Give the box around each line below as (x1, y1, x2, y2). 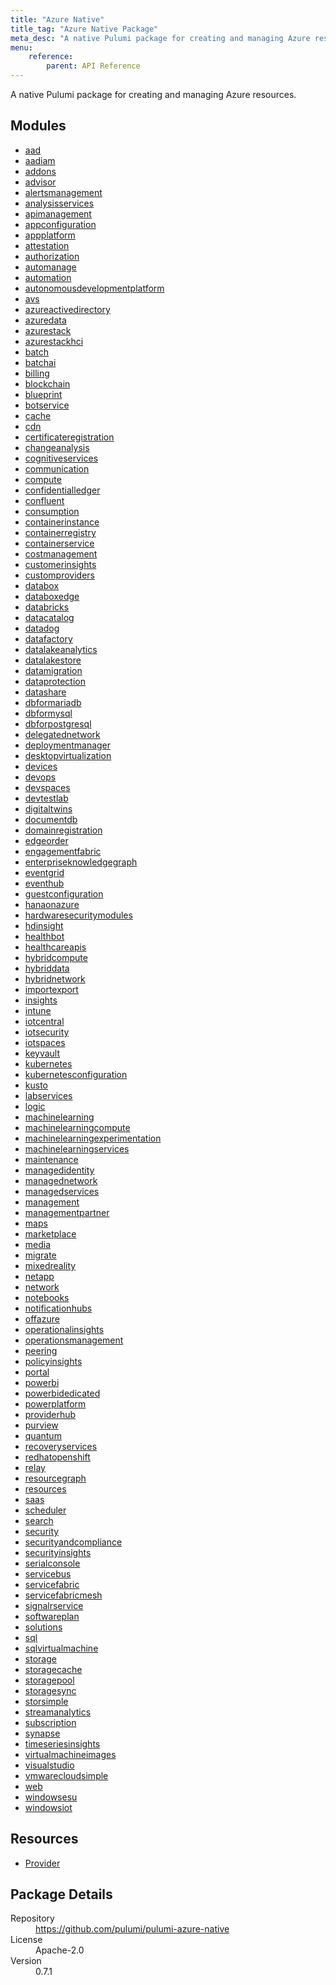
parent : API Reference (46, 61, 141, 71)
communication (24, 462, 90, 475)
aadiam (24, 154, 56, 166)
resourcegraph (24, 1472, 87, 1484)
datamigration (24, 664, 83, 676)
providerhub (24, 1408, 77, 1420)
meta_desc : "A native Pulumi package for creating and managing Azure (10, 33, 311, 43)
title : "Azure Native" (10, 14, 105, 25)
